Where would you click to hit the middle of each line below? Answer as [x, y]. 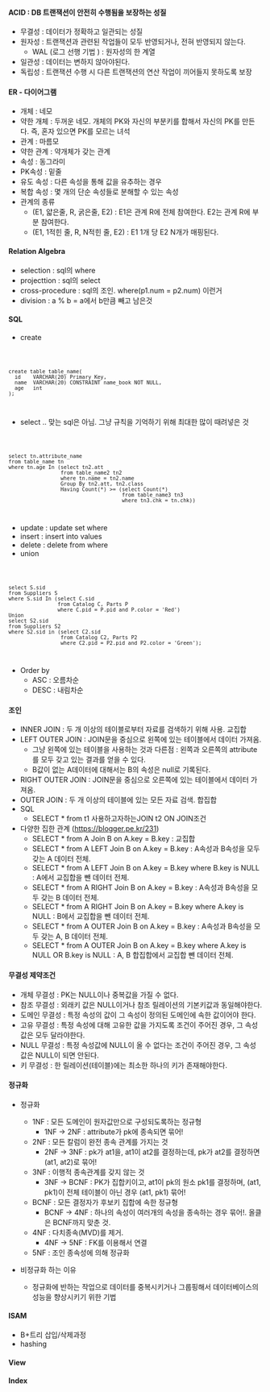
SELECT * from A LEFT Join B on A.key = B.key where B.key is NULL [146, 868]
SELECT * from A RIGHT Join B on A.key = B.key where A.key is [138, 907]
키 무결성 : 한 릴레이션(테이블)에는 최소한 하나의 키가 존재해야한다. [124, 1065]
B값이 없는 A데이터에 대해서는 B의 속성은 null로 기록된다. [121, 770]
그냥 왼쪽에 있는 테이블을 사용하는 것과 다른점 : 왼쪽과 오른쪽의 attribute [145, 750]
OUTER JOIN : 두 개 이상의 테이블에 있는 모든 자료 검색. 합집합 [118, 800]
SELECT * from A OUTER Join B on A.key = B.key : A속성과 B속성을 [142, 926]
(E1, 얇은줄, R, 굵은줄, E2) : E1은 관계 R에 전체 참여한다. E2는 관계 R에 [141, 212]
